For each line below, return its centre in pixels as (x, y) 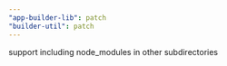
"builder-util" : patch (51, 26)
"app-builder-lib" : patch (57, 18)
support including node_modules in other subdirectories (113, 52)
